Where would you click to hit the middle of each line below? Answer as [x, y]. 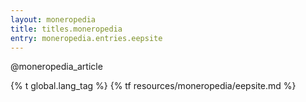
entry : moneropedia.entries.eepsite [86, 38]
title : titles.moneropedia [66, 29]
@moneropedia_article [56, 67]
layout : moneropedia [53, 19]
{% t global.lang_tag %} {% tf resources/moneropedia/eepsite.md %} [153, 86]
